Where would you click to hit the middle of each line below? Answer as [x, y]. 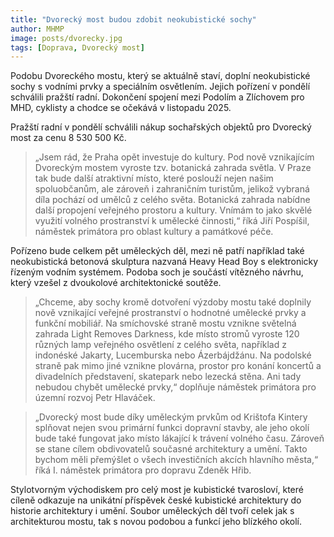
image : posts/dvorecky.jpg [66, 38]
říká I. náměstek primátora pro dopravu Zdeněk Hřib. [143, 470]
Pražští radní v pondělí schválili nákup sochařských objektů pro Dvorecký [161, 127]
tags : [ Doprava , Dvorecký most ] [77, 47]
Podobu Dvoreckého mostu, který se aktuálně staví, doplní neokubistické [160, 76]
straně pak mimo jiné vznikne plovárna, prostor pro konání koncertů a [178, 366]
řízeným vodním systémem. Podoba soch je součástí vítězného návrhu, [157, 272]
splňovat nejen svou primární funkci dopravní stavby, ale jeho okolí [172, 428]
